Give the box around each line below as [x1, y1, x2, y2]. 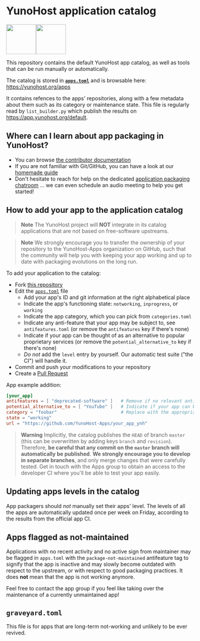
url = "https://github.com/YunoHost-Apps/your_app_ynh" [6, 420, 148, 426]
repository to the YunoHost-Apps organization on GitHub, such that [20, 245, 186, 252]
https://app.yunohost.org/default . [6, 113, 88, 120]
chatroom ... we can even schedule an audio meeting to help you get [14, 181, 183, 188]
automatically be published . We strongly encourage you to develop [20, 450, 190, 457]
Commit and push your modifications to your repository [14, 363, 151, 370]
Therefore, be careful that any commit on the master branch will [20, 444, 180, 451]
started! [14, 188, 35, 195]
